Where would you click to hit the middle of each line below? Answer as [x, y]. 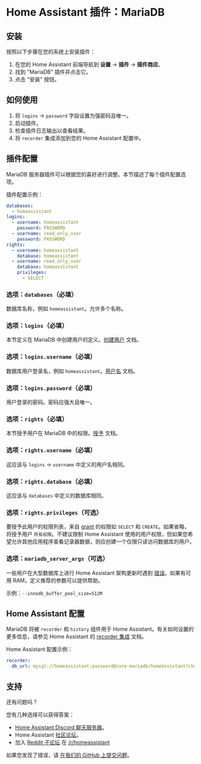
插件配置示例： [25, 194]
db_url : [21, 666]
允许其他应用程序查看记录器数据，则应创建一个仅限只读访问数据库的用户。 [103, 541]
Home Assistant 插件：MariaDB [86, 12]
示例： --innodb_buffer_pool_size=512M [54, 593]
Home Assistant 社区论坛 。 [48, 735]
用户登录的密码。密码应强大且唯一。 [51, 402]
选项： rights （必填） [37, 419]
